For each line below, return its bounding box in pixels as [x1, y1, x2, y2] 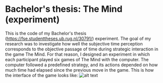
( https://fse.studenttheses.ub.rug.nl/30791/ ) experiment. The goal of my [5, 36, 151, 41]
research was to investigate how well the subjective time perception [5, 41, 143, 46]
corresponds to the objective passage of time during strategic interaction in [5, 46, 159, 52]
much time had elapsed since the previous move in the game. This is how [5, 67, 154, 73]
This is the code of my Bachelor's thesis [5, 30, 87, 36]
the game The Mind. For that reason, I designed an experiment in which [5, 51, 150, 57]
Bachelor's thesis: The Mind [5, 3, 123, 15]
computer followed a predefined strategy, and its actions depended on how [5, 62, 158, 68]
